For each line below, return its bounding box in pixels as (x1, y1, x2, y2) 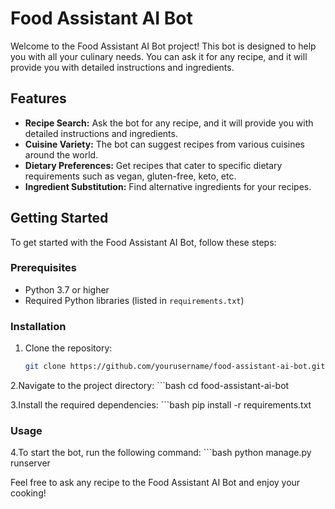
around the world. (24, 148, 99, 161)
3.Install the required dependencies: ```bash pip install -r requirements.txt (10, 399, 312, 411)
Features (10, 90, 67, 107)
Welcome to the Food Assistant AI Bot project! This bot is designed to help (10, 40, 317, 52)
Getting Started (10, 210, 109, 227)
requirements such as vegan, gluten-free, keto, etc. (24, 170, 237, 182)
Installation (10, 319, 67, 333)
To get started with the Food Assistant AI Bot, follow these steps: (10, 236, 277, 248)
